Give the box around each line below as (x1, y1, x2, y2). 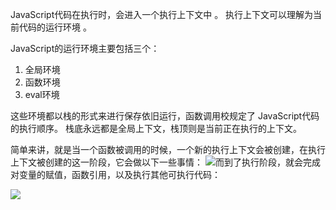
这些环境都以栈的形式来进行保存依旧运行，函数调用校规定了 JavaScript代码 (10, 110, 320, 122)
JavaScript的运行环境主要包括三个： (10, 43, 160, 54)
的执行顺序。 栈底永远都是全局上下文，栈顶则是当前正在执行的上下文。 (10, 123, 302, 134)
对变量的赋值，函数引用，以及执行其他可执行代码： (10, 169, 221, 180)
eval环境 (24, 89, 60, 100)
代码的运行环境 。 (18, 21, 92, 33)
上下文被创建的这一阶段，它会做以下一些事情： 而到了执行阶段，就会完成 (10, 156, 321, 168)
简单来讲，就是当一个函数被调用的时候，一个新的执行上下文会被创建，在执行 (10, 144, 326, 155)
